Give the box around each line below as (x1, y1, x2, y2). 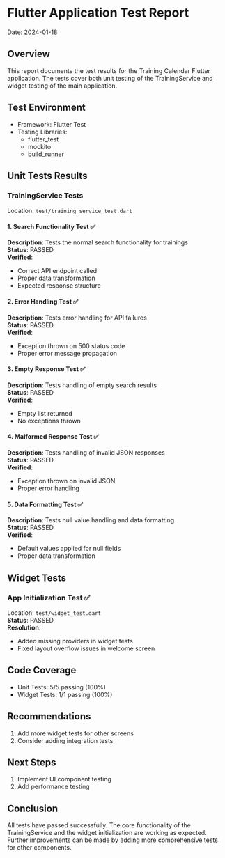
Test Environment (7, 102, 86, 114)
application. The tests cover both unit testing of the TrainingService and (7, 74, 214, 82)
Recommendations (7, 710, 91, 722)
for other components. (7, 843, 72, 852)
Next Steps (7, 756, 56, 768)
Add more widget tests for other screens (17, 729, 134, 738)
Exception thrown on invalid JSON (17, 477, 116, 485)
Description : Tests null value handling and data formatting (7, 516, 175, 524)
